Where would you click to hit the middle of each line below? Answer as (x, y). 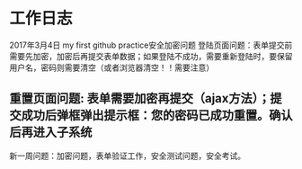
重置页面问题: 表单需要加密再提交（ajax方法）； (140, 98)
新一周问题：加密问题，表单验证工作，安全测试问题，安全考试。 (127, 156)
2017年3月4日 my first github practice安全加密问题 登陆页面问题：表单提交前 (151, 45)
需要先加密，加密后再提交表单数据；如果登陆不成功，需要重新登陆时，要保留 (151, 56)
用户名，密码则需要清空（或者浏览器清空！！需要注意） (111, 67)
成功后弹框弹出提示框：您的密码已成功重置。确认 (157, 116)
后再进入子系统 (51, 133)
